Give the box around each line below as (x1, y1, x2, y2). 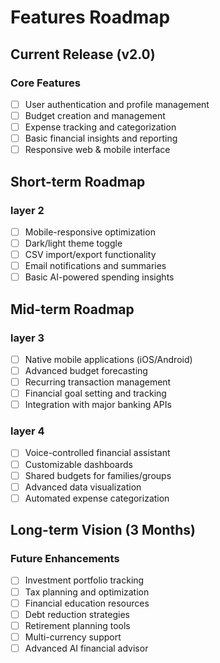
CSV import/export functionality (24, 249, 157, 260)
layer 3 (10, 331, 45, 345)
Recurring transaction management (24, 376, 172, 388)
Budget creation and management (24, 109, 166, 121)
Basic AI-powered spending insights (24, 271, 175, 283)
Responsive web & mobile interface (24, 144, 171, 156)
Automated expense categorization (24, 492, 170, 504)
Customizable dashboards (24, 458, 133, 470)
